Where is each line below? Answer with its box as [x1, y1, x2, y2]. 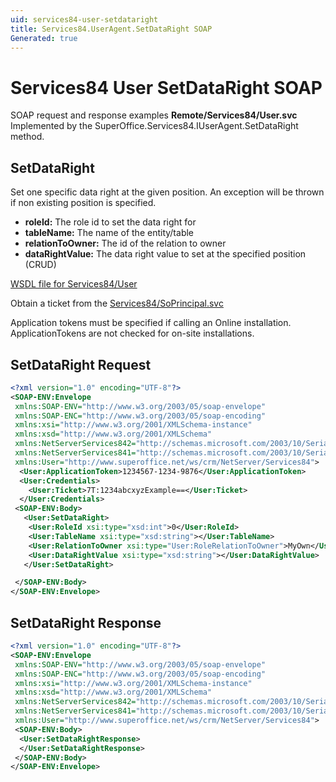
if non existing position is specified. [10, 197, 157, 209]
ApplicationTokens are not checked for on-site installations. [10, 327, 255, 340]
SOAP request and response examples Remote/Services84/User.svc [10, 109, 298, 121]
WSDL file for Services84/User [10, 278, 138, 290]
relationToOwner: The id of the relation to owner [24, 237, 227, 250]
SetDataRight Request [10, 356, 152, 373]
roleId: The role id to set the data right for [24, 216, 197, 228]
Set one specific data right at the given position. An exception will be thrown [10, 186, 325, 198]
